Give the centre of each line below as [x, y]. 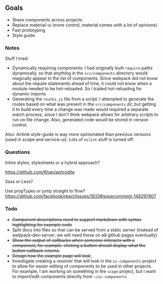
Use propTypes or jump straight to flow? [45, 191]
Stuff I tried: [17, 58]
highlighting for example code [42, 225]
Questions [18, 152]
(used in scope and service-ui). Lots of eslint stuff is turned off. [70, 140]
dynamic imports [29, 94]
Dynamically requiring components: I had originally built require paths [82, 68]
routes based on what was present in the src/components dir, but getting [84, 104]
